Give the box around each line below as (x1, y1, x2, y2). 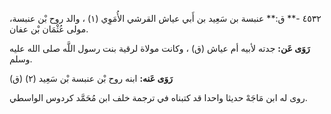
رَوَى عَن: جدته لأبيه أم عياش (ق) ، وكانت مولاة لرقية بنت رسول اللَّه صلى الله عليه (9, 43, 311, 54)
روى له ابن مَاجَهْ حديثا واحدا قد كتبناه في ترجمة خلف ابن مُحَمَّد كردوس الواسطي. (9, 92, 308, 103)
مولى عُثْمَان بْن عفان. (9, 23, 89, 35)
